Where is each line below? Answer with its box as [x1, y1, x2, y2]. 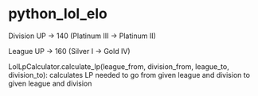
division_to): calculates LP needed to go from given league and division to [8, 70, 251, 79]
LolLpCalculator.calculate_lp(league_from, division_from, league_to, [8, 61, 229, 71]
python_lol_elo [8, 5, 107, 23]
